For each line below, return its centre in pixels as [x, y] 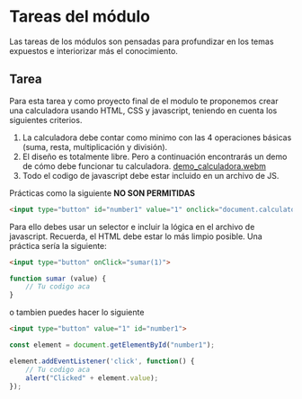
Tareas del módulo [80, 17]
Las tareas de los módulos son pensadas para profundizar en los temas [142, 41]
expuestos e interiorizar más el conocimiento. [93, 50]
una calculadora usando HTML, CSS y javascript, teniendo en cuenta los [143, 111]
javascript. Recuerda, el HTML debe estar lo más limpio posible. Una [136, 236]
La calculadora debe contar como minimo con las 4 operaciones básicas [157, 137]
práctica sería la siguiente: [58, 245]
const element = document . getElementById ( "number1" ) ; [112, 345]
